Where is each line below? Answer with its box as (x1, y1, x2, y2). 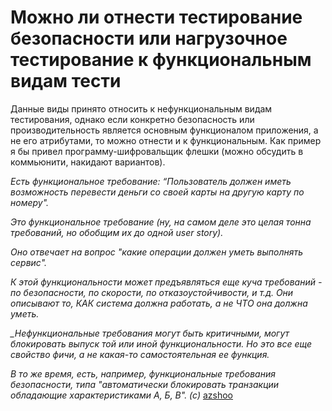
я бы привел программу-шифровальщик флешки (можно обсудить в (10, 145, 304, 157)
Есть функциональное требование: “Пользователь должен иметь (10, 175, 292, 187)
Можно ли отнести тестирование (10, 6, 303, 29)
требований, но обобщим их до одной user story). (10, 226, 224, 238)
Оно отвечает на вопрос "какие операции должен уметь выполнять (10, 246, 304, 258)
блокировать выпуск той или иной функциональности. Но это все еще (10, 337, 313, 350)
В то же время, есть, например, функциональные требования (10, 367, 276, 380)
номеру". (10, 196, 50, 208)
